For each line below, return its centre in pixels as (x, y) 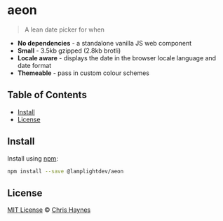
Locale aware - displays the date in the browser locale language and (116, 58)
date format (34, 65)
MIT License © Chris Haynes (49, 210)
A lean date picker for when (65, 29)
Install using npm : (33, 158)
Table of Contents (47, 95)
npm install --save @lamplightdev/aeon (66, 171)
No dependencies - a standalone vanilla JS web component (104, 43)
